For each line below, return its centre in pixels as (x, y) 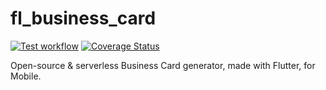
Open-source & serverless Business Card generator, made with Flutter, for (163, 65)
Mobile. (26, 76)
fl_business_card (83, 18)
